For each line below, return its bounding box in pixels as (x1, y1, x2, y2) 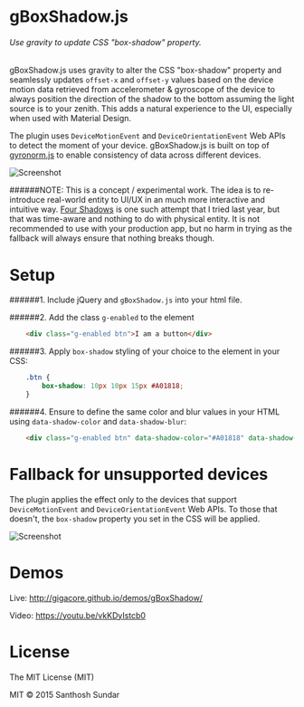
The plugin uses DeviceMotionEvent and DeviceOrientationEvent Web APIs (9, 130, 287, 141)
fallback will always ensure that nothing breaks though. (9, 233, 215, 244)
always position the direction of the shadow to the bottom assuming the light (9, 93, 295, 105)
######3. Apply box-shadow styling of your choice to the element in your (9, 346, 280, 357)
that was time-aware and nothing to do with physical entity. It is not (9, 214, 261, 225)
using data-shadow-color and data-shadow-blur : (9, 416, 187, 426)
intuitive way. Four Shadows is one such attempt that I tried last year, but (9, 204, 280, 215)
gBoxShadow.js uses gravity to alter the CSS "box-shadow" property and (9, 65, 282, 76)
